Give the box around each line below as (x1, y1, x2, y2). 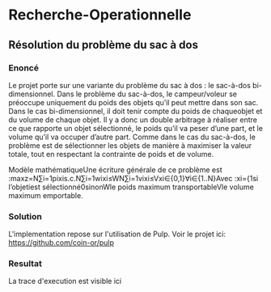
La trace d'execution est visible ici (8, 277, 122, 286)
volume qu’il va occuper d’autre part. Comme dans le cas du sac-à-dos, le (8, 132, 256, 142)
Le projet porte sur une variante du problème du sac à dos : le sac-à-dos (8, 80, 251, 90)
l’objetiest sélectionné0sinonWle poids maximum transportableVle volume (8, 182, 255, 192)
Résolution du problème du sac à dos (8, 38, 198, 52)
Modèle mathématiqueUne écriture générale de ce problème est (8, 164, 222, 175)
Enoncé (8, 62, 39, 74)
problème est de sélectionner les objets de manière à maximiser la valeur (8, 140, 252, 150)
